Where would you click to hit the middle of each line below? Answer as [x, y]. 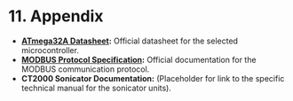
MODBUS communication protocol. [85, 69]
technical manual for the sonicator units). [96, 88]
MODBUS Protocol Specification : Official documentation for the [139, 59]
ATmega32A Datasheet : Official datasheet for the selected [130, 41]
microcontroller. [50, 50]
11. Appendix [56, 16]
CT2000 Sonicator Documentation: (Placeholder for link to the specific [153, 78]
